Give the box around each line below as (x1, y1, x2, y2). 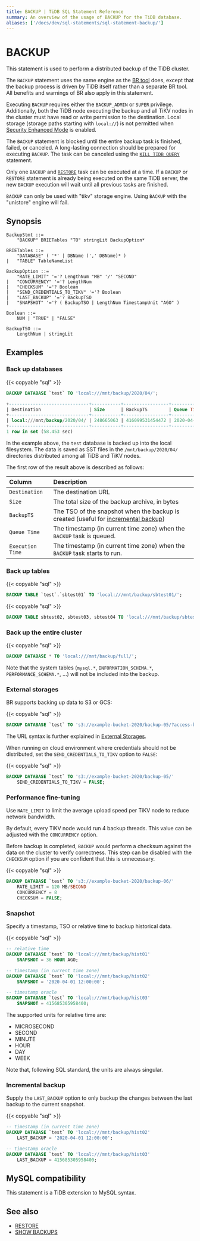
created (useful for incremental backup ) (53, 514, 165, 523)
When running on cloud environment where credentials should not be (6, 744, 177, 752)
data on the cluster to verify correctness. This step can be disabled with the (6, 849, 192, 856)
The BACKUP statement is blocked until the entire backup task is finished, (6, 138, 182, 145)
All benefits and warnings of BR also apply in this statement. (6, 89, 154, 97)
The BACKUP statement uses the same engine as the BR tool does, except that (6, 77, 194, 84)
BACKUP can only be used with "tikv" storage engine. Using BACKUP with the (6, 193, 187, 200)
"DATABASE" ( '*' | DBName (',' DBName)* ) (17, 253, 127, 259)
